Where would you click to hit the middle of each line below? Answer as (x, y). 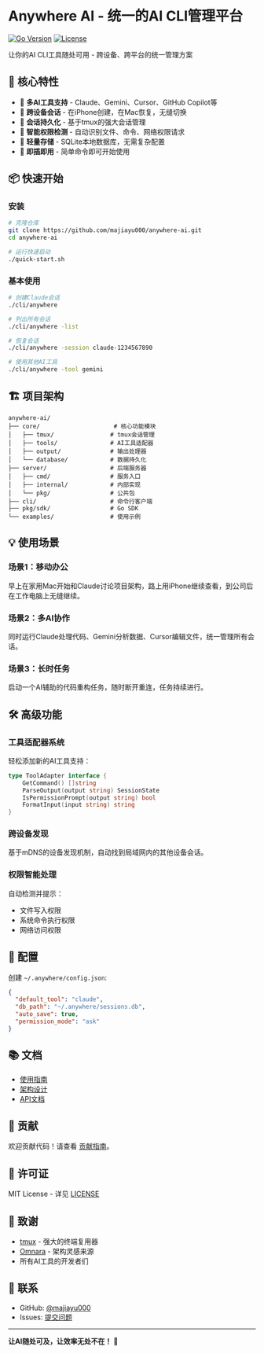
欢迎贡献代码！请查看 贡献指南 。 (61, 1146)
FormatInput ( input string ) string (79, 805)
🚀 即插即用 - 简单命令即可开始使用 (75, 151)
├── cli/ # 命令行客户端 (81, 501)
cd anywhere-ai (33, 238)
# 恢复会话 (24, 340)
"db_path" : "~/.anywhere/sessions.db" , (81, 1007)
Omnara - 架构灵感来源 (57, 1252)
